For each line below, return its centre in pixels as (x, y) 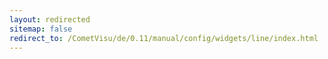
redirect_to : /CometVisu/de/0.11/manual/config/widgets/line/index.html (164, 38)
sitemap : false (41, 29)
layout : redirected (50, 19)
